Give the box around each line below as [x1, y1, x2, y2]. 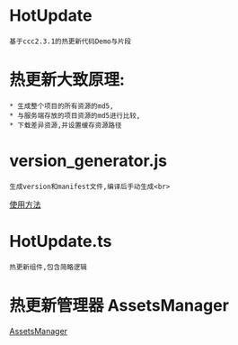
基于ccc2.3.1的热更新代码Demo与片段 [9, 37, 132, 46]
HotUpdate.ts [9, 232, 112, 251]
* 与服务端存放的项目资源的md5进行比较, [9, 111, 141, 120]
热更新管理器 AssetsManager [9, 295, 229, 315]
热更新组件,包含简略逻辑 [9, 262, 87, 271]
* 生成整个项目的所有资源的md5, [9, 101, 114, 111]
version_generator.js [9, 150, 168, 171]
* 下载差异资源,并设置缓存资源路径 [9, 121, 122, 130]
